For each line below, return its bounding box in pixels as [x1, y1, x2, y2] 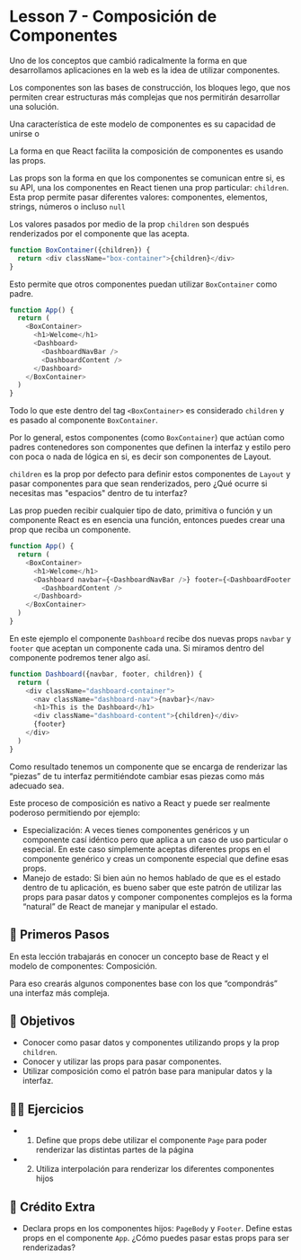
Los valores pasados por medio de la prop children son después [9, 218, 250, 229]
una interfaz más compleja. [9, 987, 111, 998]
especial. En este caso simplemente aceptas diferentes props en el [22, 843, 271, 855]
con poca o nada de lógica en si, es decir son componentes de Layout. [9, 451, 272, 462]
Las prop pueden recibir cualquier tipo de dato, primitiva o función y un [9, 505, 273, 516]
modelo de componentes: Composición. [9, 960, 157, 972]
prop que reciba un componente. [9, 524, 132, 536]
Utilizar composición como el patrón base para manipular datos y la [22, 1066, 272, 1077]
